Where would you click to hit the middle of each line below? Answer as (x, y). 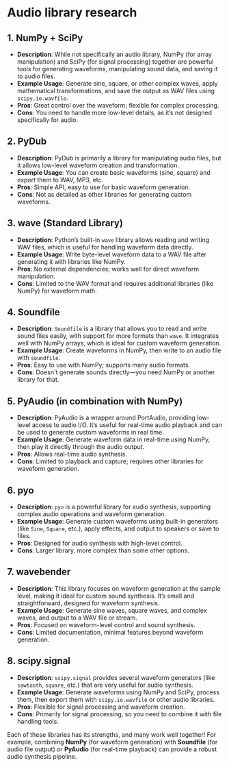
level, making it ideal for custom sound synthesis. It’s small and (106, 596)
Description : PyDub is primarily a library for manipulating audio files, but (119, 158)
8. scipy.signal (39, 661)
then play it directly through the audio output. (81, 447)
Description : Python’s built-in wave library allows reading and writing (113, 240)
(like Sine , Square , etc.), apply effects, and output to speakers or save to (118, 528)
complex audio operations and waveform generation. (91, 514)
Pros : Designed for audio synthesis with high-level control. (99, 544)
